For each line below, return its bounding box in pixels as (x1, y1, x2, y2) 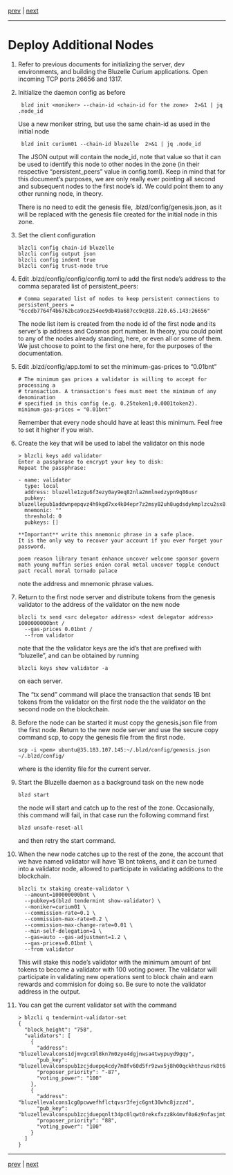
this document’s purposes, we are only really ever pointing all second (17, 174, 216, 183)
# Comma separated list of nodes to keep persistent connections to (17, 295, 220, 302)
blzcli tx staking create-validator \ (17, 885, 130, 892)
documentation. (17, 349, 63, 357)
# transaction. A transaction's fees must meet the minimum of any (17, 388, 216, 394)
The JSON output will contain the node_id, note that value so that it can (17, 152, 221, 161)
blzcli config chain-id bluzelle (17, 244, 115, 251)
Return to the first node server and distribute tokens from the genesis (17, 592, 216, 601)
